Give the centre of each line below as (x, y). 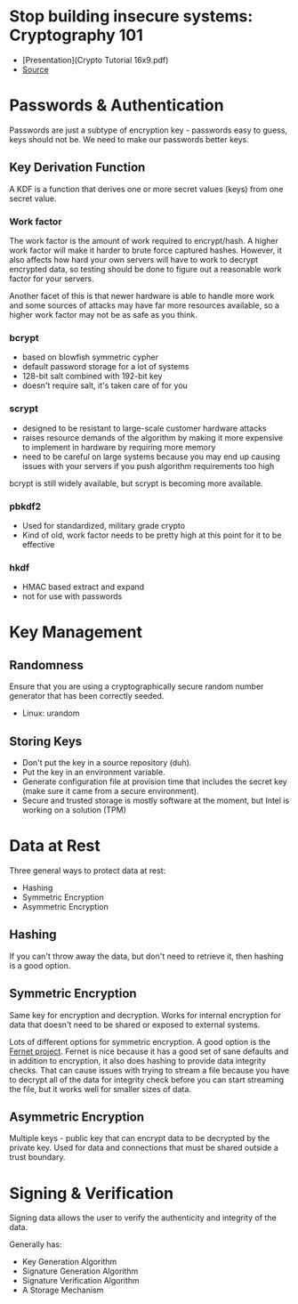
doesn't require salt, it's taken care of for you (105, 385)
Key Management (76, 632)
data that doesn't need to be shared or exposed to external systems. (135, 1025)
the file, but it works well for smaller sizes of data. (100, 1089)
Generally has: (36, 1244)
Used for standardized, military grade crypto (103, 525)
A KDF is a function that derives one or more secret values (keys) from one (146, 189)
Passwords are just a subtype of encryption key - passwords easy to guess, (148, 130)
